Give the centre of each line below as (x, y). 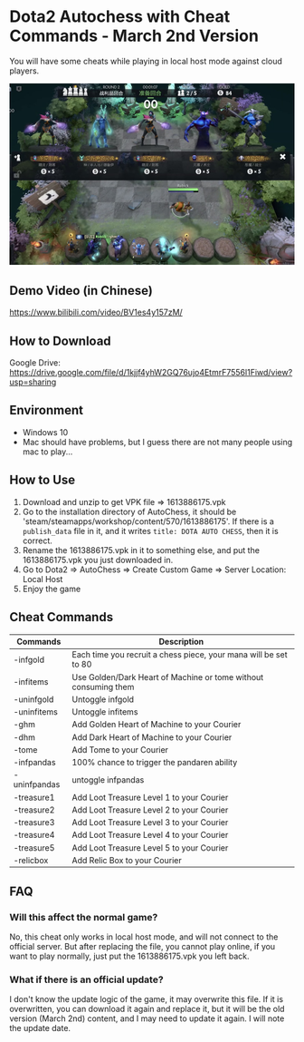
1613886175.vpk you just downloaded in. (98, 560)
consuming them (103, 687)
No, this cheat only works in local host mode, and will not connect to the (144, 937)
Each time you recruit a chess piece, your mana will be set (180, 655)
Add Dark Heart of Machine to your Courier (152, 737)
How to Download (60, 341)
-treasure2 (34, 810)
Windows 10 (45, 432)
